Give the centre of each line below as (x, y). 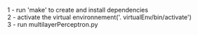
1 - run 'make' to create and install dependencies (78, 10)
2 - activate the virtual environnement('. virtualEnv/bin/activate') (99, 17)
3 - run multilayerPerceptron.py (53, 24)
